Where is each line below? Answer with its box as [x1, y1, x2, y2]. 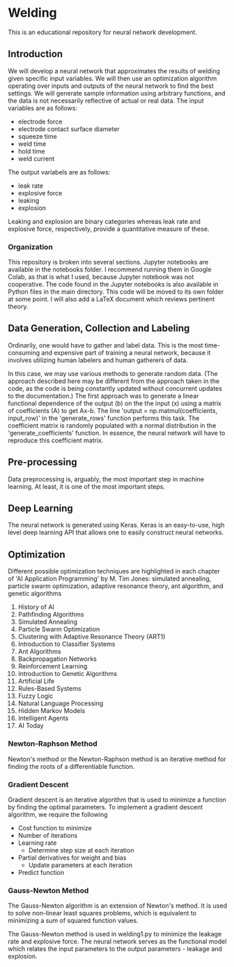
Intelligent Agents [17, 714, 69, 723]
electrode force [17, 117, 63, 126]
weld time [17, 140, 47, 148]
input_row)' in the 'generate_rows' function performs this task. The [8, 414, 200, 422]
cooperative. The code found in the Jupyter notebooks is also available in [8, 280, 219, 289]
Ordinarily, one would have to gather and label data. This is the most [8, 340, 204, 350]
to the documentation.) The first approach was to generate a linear [8, 391, 199, 400]
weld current [17, 154, 55, 163]
